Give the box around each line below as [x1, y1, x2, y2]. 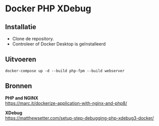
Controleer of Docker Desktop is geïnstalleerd [12, 41, 106, 47]
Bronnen [5, 82, 32, 90]
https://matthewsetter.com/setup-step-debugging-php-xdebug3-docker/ [5, 115, 154, 121]
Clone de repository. [12, 36, 54, 42]
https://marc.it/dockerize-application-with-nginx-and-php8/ [5, 100, 127, 106]
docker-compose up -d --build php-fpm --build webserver [5, 68, 125, 73]
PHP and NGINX [5, 95, 39, 101]
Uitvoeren [5, 55, 37, 64]
